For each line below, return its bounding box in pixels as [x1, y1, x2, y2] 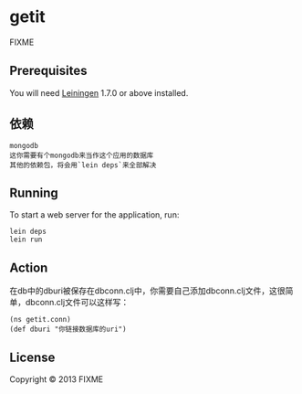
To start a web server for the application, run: [9, 209, 180, 220]
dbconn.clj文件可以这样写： [25, 297, 130, 308]
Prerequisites [9, 63, 88, 79]
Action [9, 260, 48, 275]
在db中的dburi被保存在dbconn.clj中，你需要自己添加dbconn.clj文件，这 [9, 285, 278, 296]
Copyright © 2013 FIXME [9, 374, 103, 385]
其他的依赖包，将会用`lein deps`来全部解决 [9, 160, 157, 170]
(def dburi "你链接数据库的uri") [9, 325, 127, 335]
